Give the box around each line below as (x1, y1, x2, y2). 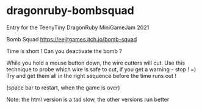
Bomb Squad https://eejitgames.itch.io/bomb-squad (6, 35, 137, 43)
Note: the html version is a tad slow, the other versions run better (6, 96, 170, 103)
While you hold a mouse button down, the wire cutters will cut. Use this (6, 59, 185, 66)
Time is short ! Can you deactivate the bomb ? (6, 47, 122, 55)
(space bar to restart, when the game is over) (6, 83, 120, 91)
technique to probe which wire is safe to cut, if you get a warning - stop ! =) (6, 65, 197, 73)
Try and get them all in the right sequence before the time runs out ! (6, 72, 177, 79)
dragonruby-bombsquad (6, 4, 134, 18)
